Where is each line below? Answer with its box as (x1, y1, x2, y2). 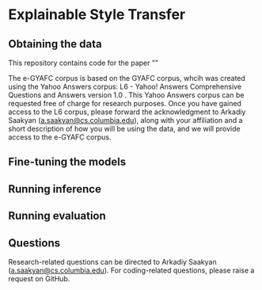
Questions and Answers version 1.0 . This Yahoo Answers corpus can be (8, 90, 245, 100)
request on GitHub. (8, 273, 70, 283)
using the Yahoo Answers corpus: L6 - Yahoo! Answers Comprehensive (8, 82, 242, 91)
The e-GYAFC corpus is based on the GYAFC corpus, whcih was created (8, 74, 245, 82)
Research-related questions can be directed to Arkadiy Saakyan (8, 257, 217, 266)
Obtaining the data (8, 37, 102, 51)
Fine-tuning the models (8, 155, 127, 169)
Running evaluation (8, 209, 107, 223)
